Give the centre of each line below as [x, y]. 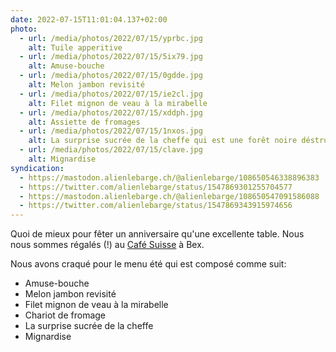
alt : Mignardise [62, 159]
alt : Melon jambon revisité [86, 85]
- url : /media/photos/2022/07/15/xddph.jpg [111, 112]
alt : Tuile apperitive [75, 47]
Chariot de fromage [65, 315]
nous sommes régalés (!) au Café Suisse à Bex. [107, 245]
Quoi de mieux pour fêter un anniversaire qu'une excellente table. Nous [157, 234]
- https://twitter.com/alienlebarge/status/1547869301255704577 [156, 187]
